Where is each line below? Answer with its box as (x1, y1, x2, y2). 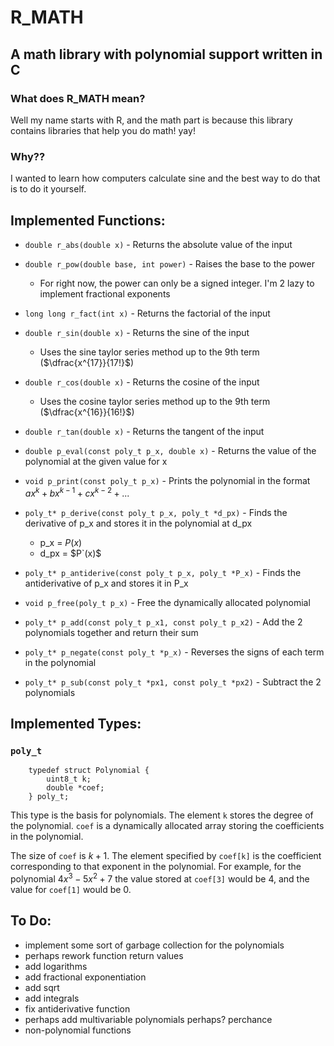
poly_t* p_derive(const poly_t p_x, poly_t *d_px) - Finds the (24, 506, 288, 518)
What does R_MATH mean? (10, 91, 146, 105)
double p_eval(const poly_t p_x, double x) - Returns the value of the (24, 444, 317, 456)
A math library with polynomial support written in (10, 46, 323, 63)
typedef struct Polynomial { (28, 766, 150, 776)
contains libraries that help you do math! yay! (10, 124, 196, 136)
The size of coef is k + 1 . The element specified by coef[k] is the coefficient (10, 850, 322, 862)
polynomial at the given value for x (24, 455, 168, 467)
